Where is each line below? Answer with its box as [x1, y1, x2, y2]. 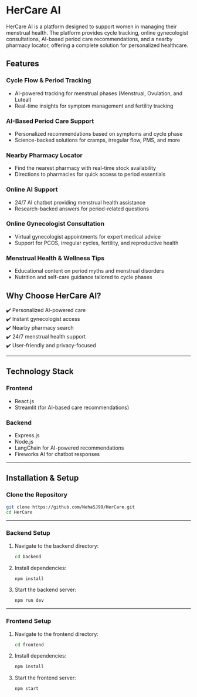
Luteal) [14, 96, 32, 103]
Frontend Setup [6, 617, 52, 625]
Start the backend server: [14, 586, 77, 594]
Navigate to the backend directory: [14, 542, 99, 549]
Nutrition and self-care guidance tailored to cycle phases [14, 274, 152, 281]
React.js [14, 397, 35, 404]
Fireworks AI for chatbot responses [14, 450, 100, 457]
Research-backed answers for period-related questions [14, 205, 150, 212]
